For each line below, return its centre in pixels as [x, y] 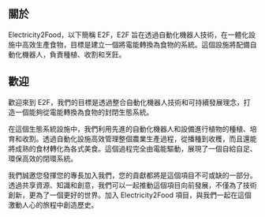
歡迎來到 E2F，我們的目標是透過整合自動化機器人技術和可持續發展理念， [126, 102]
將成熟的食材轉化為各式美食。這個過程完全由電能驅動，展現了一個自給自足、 [132, 148]
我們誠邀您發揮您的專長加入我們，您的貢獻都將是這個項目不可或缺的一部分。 [132, 175]
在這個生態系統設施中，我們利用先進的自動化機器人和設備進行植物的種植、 [129, 129]
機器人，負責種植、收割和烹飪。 [74, 54]
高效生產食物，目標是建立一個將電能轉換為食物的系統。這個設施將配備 [136, 44]
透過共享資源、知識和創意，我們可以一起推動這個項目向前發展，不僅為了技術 [132, 185]
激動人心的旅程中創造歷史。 [53, 204]
